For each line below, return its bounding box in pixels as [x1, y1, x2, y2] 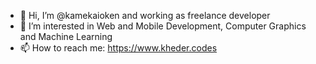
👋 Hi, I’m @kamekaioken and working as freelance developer [19, 10, 271, 21]
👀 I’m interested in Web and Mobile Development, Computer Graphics [19, 20, 307, 32]
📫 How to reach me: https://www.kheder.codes [19, 42, 218, 54]
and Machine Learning [19, 31, 113, 42]
